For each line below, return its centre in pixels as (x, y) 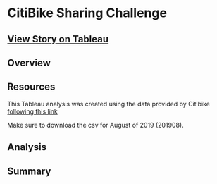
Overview (29, 62)
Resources (31, 87)
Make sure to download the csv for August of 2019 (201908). (96, 125)
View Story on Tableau (58, 39)
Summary (29, 171)
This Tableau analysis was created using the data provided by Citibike (108, 104)
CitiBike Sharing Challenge (87, 13)
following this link (33, 111)
